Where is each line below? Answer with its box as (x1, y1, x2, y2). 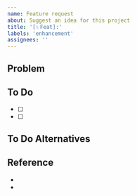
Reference (7, 157, 54, 169)
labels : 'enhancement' (7, 30, 74, 37)
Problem (7, 63, 46, 74)
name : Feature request (7, 10, 74, 18)
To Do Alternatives (7, 133, 91, 145)
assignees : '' (7, 37, 49, 44)
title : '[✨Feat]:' (7, 23, 63, 30)
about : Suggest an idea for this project (7, 17, 131, 24)
